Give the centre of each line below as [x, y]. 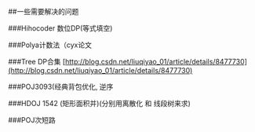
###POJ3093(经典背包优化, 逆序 [61, 86]
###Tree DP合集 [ [37, 62]
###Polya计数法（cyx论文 [50, 45]
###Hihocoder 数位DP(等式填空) [60, 28]
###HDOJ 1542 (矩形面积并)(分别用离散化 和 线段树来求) [99, 103]
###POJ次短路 [32, 120]
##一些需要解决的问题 [44, 11]
